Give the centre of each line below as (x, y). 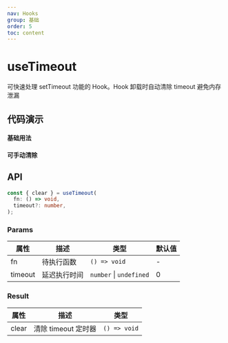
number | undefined (120, 275)
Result (18, 296)
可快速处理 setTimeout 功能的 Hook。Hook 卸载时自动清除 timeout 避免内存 (114, 87)
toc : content (26, 33)
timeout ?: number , (40, 206)
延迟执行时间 (63, 275)
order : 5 (20, 26)
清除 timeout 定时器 (65, 329)
